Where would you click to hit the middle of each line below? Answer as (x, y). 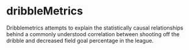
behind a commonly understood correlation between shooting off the (93, 34)
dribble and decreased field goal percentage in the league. (80, 40)
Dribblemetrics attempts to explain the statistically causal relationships (95, 28)
